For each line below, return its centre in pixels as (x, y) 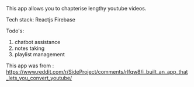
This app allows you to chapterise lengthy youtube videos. (76, 8)
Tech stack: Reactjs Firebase (41, 19)
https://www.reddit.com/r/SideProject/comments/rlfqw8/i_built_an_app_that (97, 72)
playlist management (40, 54)
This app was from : (30, 66)
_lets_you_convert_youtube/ (39, 78)
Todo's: (15, 31)
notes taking (30, 48)
